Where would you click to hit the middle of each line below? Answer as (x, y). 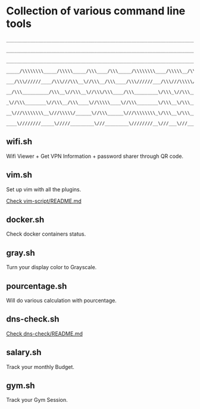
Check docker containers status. (46, 234)
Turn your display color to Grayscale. (51, 267)
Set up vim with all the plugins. (44, 189)
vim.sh (19, 175)
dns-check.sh (33, 319)
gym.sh (21, 386)
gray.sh (21, 253)
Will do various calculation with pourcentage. (62, 300)
